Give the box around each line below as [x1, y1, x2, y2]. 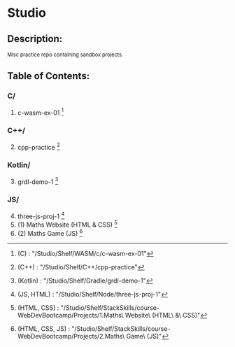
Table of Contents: [7, 70, 90, 82]
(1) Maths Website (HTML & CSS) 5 [17, 219, 117, 229]
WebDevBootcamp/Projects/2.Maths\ [17, 332, 125, 340]
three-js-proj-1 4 [17, 211, 65, 220]
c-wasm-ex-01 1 [17, 107, 64, 117]
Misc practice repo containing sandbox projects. [7, 51, 124, 58]
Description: [7, 33, 63, 45]
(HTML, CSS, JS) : [17, 324, 71, 333]
